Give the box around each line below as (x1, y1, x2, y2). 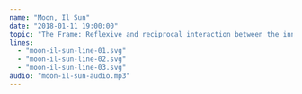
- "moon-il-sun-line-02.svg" (17, 55, 127, 64)
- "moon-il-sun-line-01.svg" (17, 47, 127, 56)
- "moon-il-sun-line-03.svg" (17, 64, 127, 73)
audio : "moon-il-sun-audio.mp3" (9, 72, 130, 81)
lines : (9, 38, 34, 47)
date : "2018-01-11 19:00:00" (9, 21, 119, 30)
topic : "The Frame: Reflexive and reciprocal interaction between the (9, 30, 280, 38)
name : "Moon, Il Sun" (9, 13, 91, 22)
